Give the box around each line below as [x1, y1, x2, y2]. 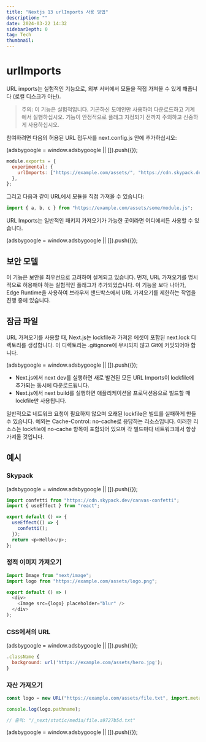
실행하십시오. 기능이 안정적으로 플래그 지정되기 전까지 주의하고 [32, 113, 182, 120]
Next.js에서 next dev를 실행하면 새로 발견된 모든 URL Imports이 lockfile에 [15, 373, 194, 381]
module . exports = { [6, 158, 56, 164]
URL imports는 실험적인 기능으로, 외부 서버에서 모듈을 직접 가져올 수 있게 [6, 85, 181, 92]
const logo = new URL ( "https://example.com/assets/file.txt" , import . [6, 695, 191, 702]
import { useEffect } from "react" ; [6, 503, 100, 509]
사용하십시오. [28, 121, 59, 128]
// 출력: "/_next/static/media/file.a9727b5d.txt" [6, 717, 136, 724]
